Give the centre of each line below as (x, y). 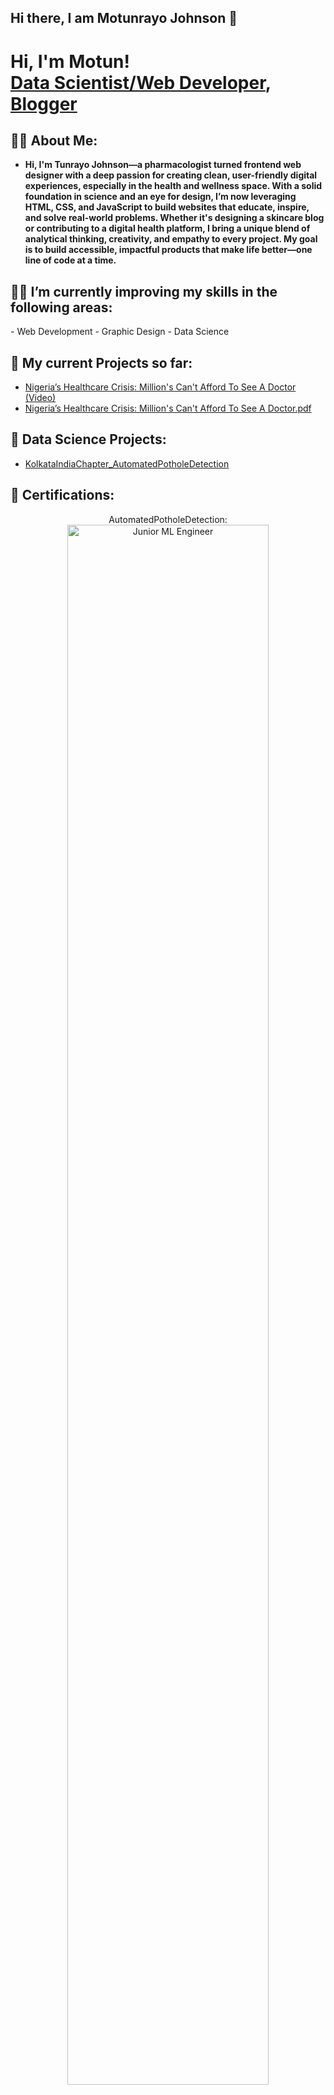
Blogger (44, 103)
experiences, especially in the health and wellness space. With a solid (173, 186)
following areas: (61, 307)
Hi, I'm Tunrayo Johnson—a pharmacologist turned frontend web (163, 165)
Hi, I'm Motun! (70, 61)
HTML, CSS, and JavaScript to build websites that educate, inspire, (167, 207)
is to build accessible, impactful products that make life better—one (168, 250)
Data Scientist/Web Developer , (141, 82)
